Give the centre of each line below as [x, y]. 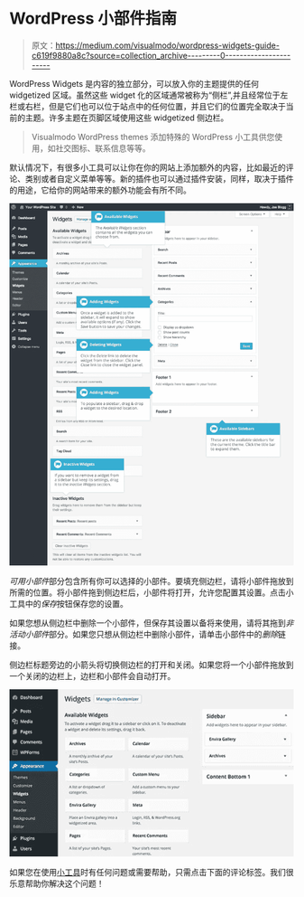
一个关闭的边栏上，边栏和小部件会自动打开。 [92, 676]
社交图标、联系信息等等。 [103, 148]
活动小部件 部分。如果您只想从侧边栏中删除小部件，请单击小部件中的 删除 [143, 635]
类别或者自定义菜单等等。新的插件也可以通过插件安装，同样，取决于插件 [159, 178]
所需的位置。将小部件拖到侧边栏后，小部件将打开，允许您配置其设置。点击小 [152, 592]
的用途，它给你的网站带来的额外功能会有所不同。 [100, 190]
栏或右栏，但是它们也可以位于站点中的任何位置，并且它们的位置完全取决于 [147, 106]
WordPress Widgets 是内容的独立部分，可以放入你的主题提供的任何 [134, 83]
